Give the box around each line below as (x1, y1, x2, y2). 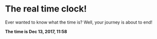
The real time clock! (5, 3, 87, 14)
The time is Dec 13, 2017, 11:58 (5, 28, 67, 34)
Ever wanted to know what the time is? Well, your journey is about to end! (5, 19, 153, 25)
